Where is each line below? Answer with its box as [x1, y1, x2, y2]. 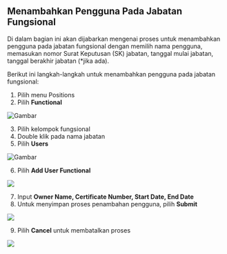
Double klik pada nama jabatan [17, 132, 106, 140]
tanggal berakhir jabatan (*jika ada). [7, 57, 109, 65]
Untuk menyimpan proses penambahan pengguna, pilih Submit [17, 199, 198, 208]
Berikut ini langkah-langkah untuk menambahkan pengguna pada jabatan [7, 70, 216, 78]
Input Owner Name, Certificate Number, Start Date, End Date [17, 193, 195, 201]
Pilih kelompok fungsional [17, 124, 91, 133]
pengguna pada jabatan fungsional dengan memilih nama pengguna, [7, 41, 203, 50]
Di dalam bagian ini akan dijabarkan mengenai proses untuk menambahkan [7, 35, 221, 43]
